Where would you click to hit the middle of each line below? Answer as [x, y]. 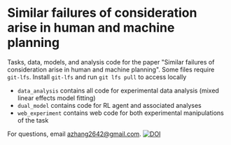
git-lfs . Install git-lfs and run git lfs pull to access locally [97, 77]
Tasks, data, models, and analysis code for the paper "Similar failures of [111, 62]
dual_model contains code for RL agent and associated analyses [109, 105]
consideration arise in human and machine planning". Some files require [111, 69]
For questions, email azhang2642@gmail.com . [74, 134]
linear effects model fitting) [56, 98]
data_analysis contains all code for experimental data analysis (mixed [118, 90]
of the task [33, 120]
